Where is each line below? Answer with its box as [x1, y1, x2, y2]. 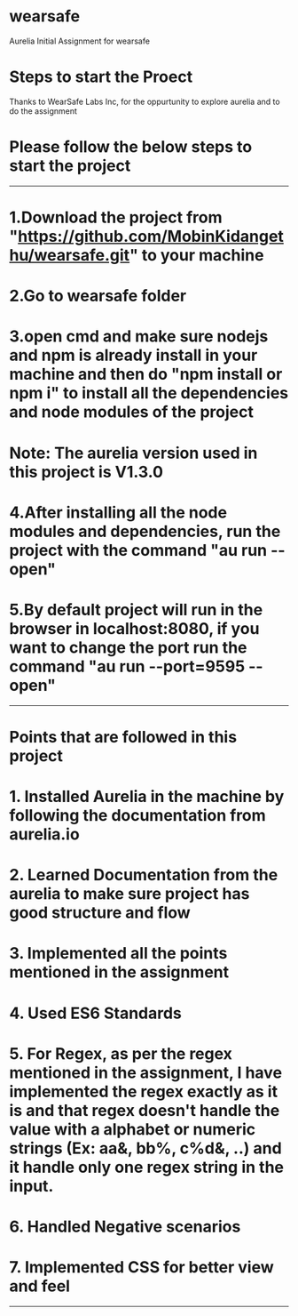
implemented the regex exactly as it [9, 1081, 278, 1102]
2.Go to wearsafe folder [9, 286, 187, 306]
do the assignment [9, 105, 78, 116]
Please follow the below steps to [9, 137, 253, 157]
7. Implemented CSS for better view [9, 1257, 275, 1278]
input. [9, 1176, 54, 1196]
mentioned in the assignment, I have [9, 1063, 282, 1082]
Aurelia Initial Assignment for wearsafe [9, 36, 151, 46]
